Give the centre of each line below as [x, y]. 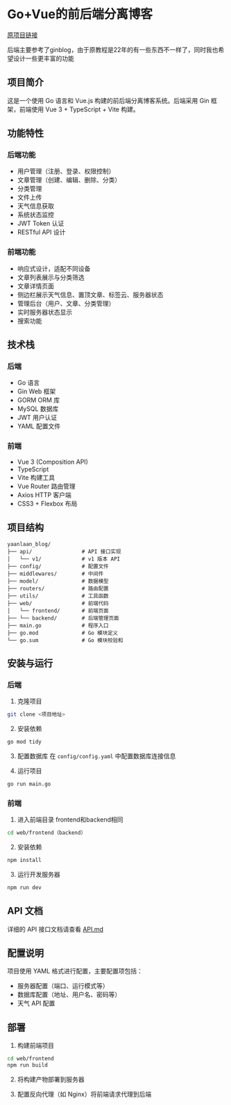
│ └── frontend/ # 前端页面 [58, 611]
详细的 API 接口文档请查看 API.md [55, 929]
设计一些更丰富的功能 [43, 58]
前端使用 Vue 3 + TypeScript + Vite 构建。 [79, 109]
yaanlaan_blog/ [29, 544]
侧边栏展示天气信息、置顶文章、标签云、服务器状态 [90, 295]
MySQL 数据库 [38, 409]
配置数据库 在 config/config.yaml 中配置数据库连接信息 [96, 755]
